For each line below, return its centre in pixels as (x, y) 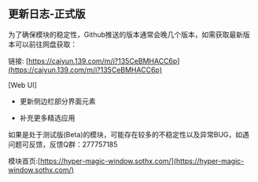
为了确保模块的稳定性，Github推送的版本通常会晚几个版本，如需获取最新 (126, 35)
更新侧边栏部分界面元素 (57, 101)
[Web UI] (23, 85)
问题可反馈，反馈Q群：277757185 (63, 144)
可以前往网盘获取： (46, 44)
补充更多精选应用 (47, 118)
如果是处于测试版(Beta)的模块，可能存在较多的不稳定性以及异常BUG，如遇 (129, 134)
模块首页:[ (24, 161)
